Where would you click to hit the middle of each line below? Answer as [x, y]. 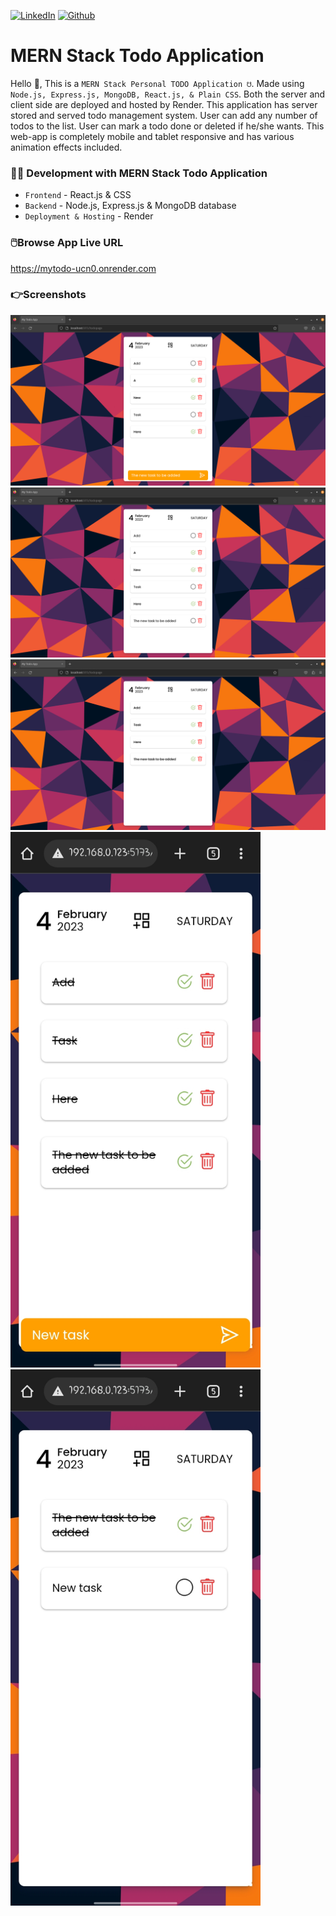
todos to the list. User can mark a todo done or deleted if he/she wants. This [167, 126]
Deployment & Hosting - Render [89, 216]
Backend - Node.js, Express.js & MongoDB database [130, 206]
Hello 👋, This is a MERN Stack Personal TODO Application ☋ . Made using [157, 83]
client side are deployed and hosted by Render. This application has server [164, 104]
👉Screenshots [48, 295]
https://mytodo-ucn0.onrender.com [83, 268]
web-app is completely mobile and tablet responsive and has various [152, 136]
